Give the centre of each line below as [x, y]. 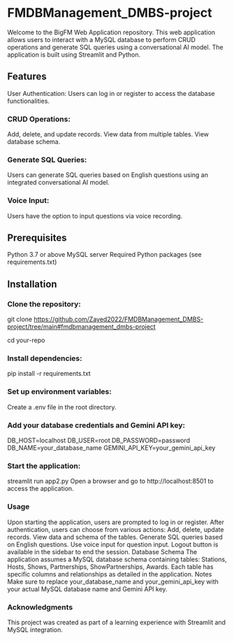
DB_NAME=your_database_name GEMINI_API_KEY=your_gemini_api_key [111, 448]
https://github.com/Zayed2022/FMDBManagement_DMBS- [119, 319]
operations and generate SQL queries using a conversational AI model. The [115, 47]
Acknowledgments [40, 607]
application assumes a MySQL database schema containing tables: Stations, [117, 559]
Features [27, 77]
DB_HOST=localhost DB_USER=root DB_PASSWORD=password [99, 441]
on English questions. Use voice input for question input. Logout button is [113, 544]
